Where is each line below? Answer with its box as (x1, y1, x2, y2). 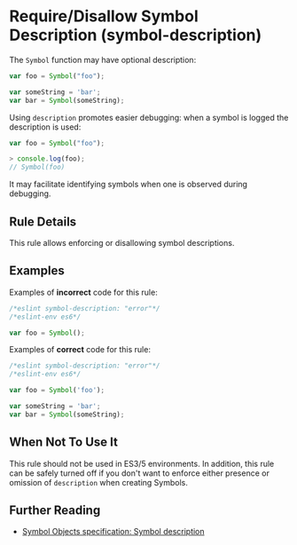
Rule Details (9, 214, 77, 229)
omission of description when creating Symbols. (9, 477, 188, 487)
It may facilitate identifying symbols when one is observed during (9, 179, 248, 190)
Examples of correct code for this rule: (9, 344, 151, 355)
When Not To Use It (9, 435, 118, 450)
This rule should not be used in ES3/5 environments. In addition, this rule (9, 458, 275, 469)
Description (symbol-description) (9, 25, 262, 45)
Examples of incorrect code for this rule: (9, 287, 158, 297)
